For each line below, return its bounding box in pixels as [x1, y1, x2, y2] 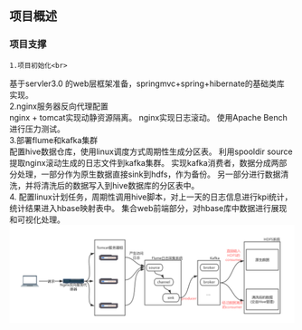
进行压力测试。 [9, 123, 65, 134]
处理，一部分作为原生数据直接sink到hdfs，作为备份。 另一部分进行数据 [16, 169, 281, 180]
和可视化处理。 [9, 214, 65, 225]
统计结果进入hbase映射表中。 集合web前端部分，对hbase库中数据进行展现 [9, 202, 288, 213]
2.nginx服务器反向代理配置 [9, 101, 109, 112]
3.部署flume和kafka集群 [9, 134, 98, 145]
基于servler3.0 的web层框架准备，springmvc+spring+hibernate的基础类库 [9, 78, 285, 89]
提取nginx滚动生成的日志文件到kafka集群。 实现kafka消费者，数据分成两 [9, 157, 279, 168]
